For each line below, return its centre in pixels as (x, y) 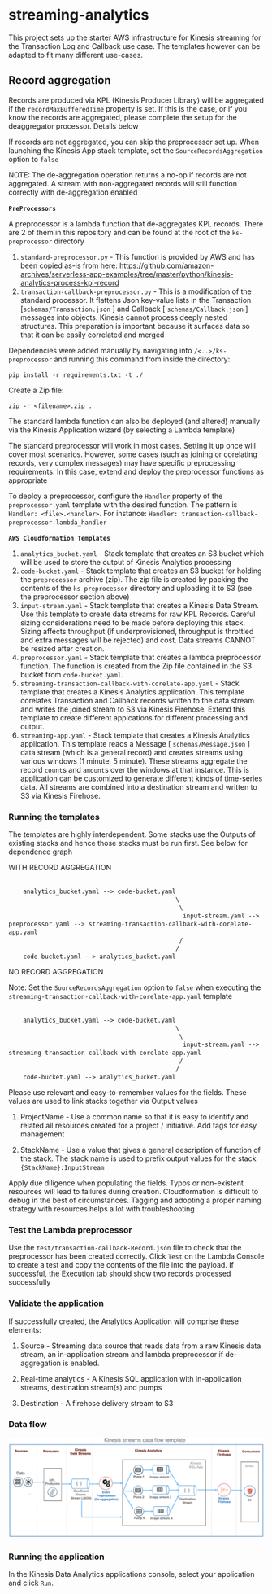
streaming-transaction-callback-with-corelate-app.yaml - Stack (130, 683)
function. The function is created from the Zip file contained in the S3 (136, 666)
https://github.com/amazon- (166, 265)
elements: (25, 1329)
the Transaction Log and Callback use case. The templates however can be (134, 46)
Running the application (56, 1557)
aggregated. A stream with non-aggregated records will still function (123, 183)
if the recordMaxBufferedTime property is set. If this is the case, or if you (128, 108)
